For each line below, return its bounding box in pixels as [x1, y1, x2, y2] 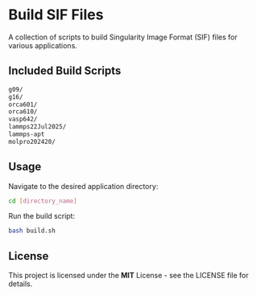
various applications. [8, 40, 78, 50]
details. [8, 279, 33, 289]
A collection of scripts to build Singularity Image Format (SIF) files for [8, 32, 238, 42]
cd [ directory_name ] [8, 197, 78, 205]
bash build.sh [8, 227, 56, 235]
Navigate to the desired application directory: [8, 181, 159, 191]
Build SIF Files [8, 6, 104, 24]
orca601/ [8, 100, 38, 109]
